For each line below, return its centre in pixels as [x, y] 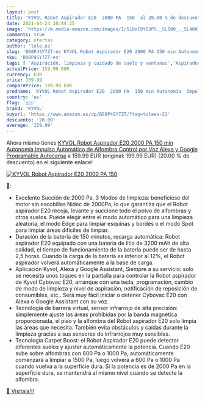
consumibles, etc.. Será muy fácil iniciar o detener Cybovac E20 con [101, 295]
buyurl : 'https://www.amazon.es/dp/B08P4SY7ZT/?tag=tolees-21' [88, 114]
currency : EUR [24, 74]
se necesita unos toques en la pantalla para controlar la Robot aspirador [106, 276]
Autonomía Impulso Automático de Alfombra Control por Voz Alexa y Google [102, 150]
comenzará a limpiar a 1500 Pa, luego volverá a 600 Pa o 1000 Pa [97, 360]
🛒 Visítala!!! [20, 391]
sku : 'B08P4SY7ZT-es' [34, 57]
